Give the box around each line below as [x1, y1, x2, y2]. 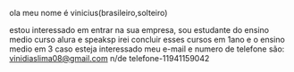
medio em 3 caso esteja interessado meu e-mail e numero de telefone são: [9, 44, 285, 54]
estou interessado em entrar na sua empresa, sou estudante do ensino [9, 25, 270, 35]
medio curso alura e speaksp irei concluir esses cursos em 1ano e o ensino [9, 35, 286, 44]
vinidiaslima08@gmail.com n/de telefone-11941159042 [9, 53, 210, 63]
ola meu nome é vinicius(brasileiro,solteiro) [9, 8, 168, 18]
